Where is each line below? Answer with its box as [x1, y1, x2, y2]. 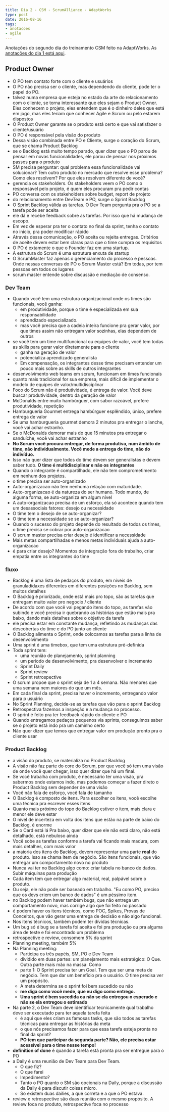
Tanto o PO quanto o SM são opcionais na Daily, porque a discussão [20, 1080, 162, 1086]
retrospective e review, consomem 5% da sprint [12, 935, 112, 941]
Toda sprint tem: [12, 647, 47, 654]
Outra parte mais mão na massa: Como [20, 961, 102, 967]
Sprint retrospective [20, 674, 62, 680]
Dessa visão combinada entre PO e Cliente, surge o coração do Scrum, [12, 137, 160, 143]
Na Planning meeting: [12, 945, 58, 951]
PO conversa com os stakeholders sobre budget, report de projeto [12, 191, 151, 197]
